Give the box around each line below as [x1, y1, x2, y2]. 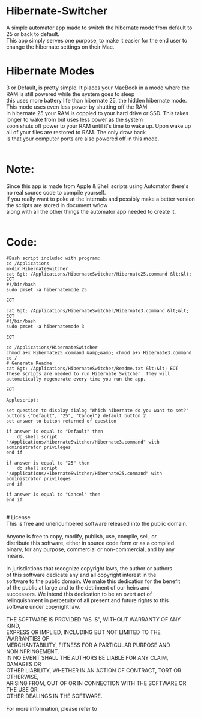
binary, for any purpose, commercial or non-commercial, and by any [6, 545, 175, 553]
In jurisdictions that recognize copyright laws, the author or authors [6, 564, 173, 572]
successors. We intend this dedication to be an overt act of [6, 590, 152, 597]
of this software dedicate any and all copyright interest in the [6, 571, 157, 578]
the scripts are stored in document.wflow [6, 201, 108, 208]
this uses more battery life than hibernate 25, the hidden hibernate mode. [6, 97, 187, 104]
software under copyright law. [6, 603, 80, 610]
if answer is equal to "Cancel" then [6, 491, 101, 498]
